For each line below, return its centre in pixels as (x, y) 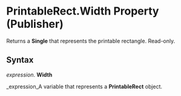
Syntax (20, 60)
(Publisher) (35, 24)
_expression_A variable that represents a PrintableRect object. (84, 86)
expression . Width (29, 75)
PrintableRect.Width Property (83, 11)
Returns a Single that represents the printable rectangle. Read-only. (91, 41)
